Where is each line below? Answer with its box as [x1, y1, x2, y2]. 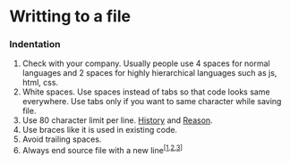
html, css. [21, 78, 59, 88]
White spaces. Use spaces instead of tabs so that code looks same [21, 86, 270, 97]
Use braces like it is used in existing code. [21, 125, 177, 135]
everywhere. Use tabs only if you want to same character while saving [21, 96, 282, 107]
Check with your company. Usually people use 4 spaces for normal [21, 58, 270, 69]
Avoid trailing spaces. [21, 134, 102, 144]
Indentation [9, 38, 61, 51]
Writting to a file [9, 6, 132, 27]
